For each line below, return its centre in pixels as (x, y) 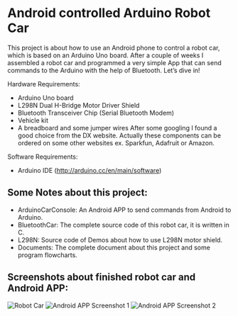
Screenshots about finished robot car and (102, 277)
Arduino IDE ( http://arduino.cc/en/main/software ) (90, 170)
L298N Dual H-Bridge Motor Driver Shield (79, 105)
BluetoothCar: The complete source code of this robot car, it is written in (123, 225)
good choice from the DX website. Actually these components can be (119, 135)
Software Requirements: (43, 157)
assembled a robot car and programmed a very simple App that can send (114, 62)
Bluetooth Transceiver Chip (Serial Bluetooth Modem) (96, 113)
